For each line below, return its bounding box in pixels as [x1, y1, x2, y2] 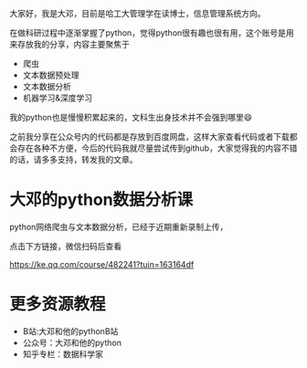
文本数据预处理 [22, 69, 79, 80]
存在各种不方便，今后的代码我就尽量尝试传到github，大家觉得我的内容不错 [16, 142, 298, 153]
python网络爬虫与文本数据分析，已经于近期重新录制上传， [9, 221, 228, 232]
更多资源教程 [9, 294, 107, 315]
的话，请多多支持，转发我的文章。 [9, 154, 138, 164]
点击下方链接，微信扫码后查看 [9, 240, 122, 251]
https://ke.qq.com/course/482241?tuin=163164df [9, 258, 195, 269]
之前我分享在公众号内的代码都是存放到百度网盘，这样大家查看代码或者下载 [9, 131, 290, 142]
